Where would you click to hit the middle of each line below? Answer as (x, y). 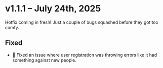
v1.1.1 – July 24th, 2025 (53, 9)
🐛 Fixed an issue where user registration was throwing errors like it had (84, 55)
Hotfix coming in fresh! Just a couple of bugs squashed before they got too (82, 22)
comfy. (12, 27)
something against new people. (44, 60)
